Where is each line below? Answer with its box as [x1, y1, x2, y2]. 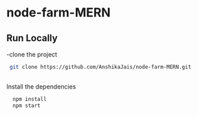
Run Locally [6, 32, 58, 44]
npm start [12, 102, 41, 109]
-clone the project [6, 50, 58, 58]
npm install [12, 95, 47, 102]
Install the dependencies [6, 82, 76, 91]
